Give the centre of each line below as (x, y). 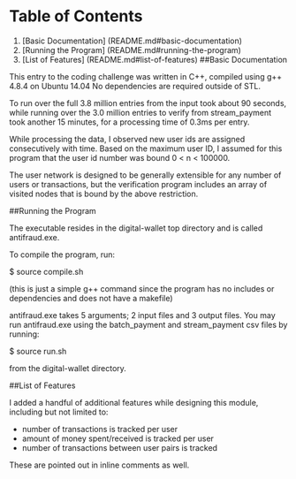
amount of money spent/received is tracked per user (118, 438)
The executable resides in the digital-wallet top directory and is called (136, 228)
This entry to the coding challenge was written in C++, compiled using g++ (146, 76)
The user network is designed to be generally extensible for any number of (145, 175)
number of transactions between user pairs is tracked (120, 447)
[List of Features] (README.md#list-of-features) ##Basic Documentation (155, 59)
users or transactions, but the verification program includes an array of (138, 184)
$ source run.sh (38, 351)
